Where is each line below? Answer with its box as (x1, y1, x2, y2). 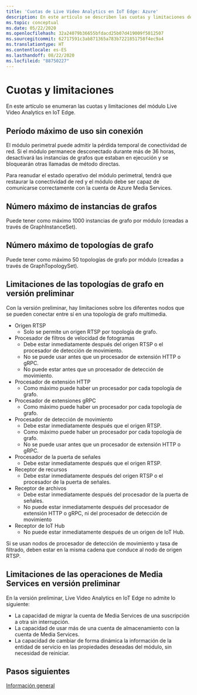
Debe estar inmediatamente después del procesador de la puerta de (23, 491, 189, 498)
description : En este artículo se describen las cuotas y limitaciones (6, 14, 185, 20)
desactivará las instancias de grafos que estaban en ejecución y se (6, 154, 169, 161)
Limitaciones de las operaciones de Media (6, 570, 163, 580)
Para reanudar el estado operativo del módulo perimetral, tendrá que (6, 172, 172, 179)
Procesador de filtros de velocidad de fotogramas (14, 334, 135, 342)
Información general (6, 682, 55, 689)
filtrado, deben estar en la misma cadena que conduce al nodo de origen (6, 546, 182, 553)
